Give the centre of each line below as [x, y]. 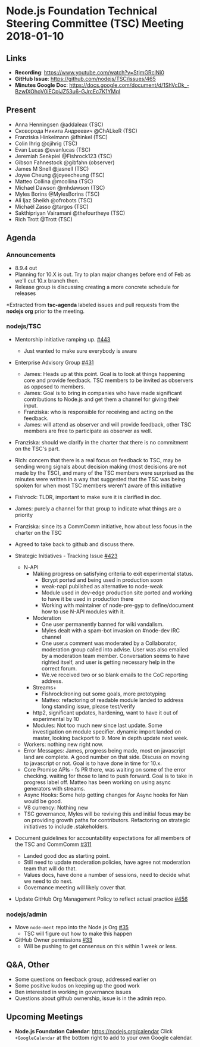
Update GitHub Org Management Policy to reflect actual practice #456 [101, 899]
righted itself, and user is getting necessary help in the [108, 662]
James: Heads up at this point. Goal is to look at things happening [104, 374]
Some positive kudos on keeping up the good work [77, 985]
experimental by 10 [56, 719]
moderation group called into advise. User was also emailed [115, 649]
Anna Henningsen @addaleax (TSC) [59, 124]
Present [21, 110]
